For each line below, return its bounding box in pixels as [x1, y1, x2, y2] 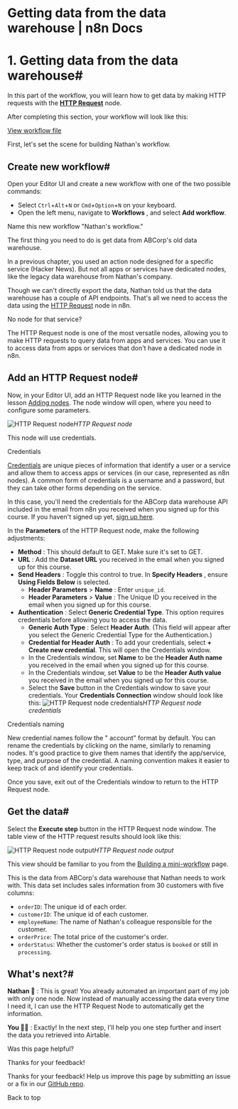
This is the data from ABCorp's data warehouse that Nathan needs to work [7, 873, 226, 882]
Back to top [7, 1093, 41, 1102]
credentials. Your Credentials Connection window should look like [28, 691, 224, 699]
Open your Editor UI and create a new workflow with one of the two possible [7, 179, 231, 188]
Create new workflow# [7, 161, 111, 173]
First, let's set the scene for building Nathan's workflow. [7, 140, 171, 148]
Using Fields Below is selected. [17, 578, 111, 586]
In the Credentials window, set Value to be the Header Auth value [28, 668, 222, 676]
